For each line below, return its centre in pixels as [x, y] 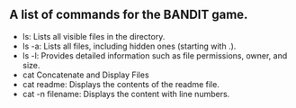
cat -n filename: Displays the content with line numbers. [126, 94]
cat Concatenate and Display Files [86, 75]
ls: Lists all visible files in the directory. [94, 36]
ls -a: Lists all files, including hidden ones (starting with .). [129, 46]
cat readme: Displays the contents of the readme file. [121, 84]
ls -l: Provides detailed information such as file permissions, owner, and [155, 55]
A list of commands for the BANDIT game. [129, 15]
